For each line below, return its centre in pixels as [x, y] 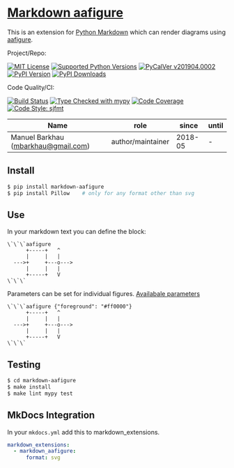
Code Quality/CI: [31, 87]
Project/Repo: [27, 53]
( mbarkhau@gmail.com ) [50, 146]
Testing [24, 365]
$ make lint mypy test [40, 393]
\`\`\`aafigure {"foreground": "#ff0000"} [70, 307]
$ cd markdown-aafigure [42, 381]
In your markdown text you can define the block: [77, 232]
